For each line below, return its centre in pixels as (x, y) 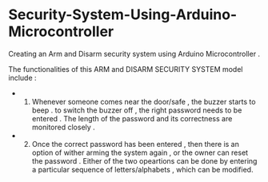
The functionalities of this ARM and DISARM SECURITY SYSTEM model (126, 69)
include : (23, 77)
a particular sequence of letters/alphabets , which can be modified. (142, 169)
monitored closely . (64, 127)
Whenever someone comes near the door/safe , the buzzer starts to (144, 101)
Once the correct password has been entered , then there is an (136, 144)
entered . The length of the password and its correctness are (132, 118)
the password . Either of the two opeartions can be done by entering (144, 160)
